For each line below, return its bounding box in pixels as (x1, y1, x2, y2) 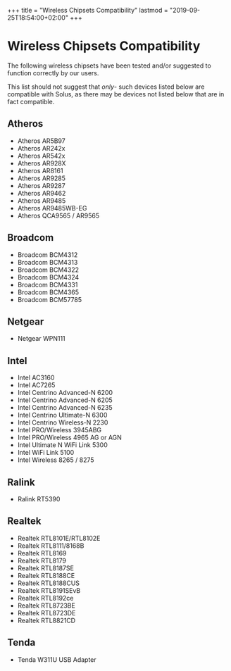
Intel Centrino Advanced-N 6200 (17, 389, 113, 397)
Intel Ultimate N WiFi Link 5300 (17, 441, 108, 449)
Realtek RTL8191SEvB (17, 586, 81, 594)
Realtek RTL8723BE (17, 601, 75, 610)
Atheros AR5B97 (17, 137, 65, 145)
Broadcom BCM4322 (17, 265, 80, 274)
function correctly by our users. (7, 68, 99, 77)
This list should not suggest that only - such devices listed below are (7, 82, 205, 91)
